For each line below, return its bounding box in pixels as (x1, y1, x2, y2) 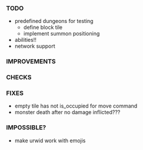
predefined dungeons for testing (14, 18, 94, 25)
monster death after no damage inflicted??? (14, 109, 121, 116)
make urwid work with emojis (14, 137, 86, 144)
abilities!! (14, 37, 36, 44)
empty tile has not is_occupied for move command (14, 102, 138, 110)
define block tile (23, 24, 63, 31)
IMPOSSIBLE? (6, 123, 46, 132)
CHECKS (6, 73, 32, 81)
